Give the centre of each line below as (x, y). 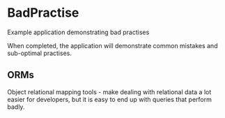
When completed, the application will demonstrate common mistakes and (113, 45)
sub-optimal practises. (39, 53)
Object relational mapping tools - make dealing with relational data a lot (109, 91)
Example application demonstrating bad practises (78, 32)
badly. (16, 107)
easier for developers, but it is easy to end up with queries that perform (110, 99)
